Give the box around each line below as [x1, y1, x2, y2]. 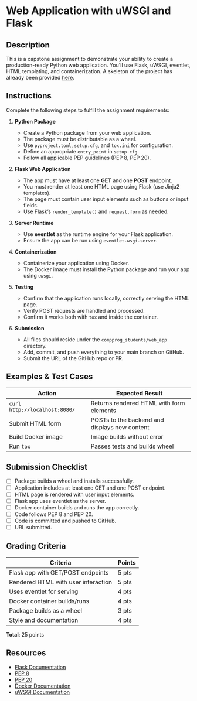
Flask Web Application [14, 165, 71, 172]
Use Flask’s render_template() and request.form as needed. [23, 208, 169, 215]
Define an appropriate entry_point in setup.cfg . [23, 148, 139, 155]
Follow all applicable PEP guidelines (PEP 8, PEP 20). [23, 154, 151, 161]
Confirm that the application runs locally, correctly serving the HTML [23, 295, 189, 302]
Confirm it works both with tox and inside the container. [23, 313, 158, 320]
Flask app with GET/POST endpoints [9, 568, 109, 576]
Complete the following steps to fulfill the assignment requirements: [6, 107, 170, 114]
